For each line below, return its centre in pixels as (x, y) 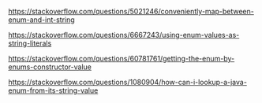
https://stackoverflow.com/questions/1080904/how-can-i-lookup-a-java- (127, 82)
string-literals (30, 43)
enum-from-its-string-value (53, 90)
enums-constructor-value (50, 67)
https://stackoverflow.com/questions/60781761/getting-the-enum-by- (122, 59)
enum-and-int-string (41, 20)
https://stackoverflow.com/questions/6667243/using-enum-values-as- (124, 35)
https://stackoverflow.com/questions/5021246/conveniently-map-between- (131, 11)
